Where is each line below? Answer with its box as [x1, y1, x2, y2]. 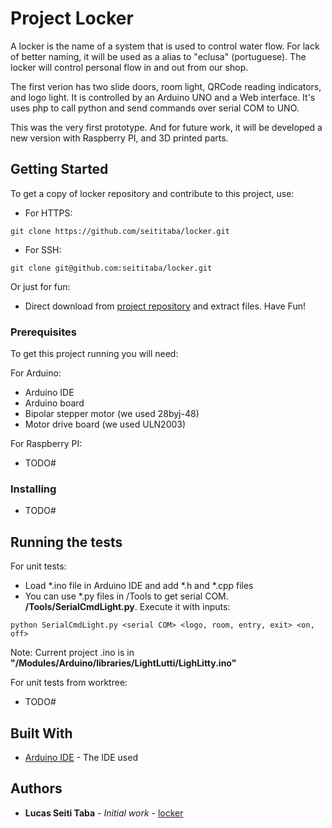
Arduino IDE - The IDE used [24, 751, 138, 763]
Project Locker [10, 7, 134, 30]
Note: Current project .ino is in [10, 647, 135, 659]
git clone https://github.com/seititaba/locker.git [10, 226, 230, 236]
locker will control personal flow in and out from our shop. [10, 61, 249, 73]
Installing [10, 482, 57, 496]
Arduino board [24, 397, 85, 409]
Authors [10, 780, 63, 797]
